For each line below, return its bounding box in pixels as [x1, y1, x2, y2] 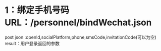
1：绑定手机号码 [4, 4, 70, 16]
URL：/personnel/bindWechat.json [4, 17, 152, 28]
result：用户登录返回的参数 [4, 40, 60, 46]
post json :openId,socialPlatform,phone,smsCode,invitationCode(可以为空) [4, 34, 157, 40]
